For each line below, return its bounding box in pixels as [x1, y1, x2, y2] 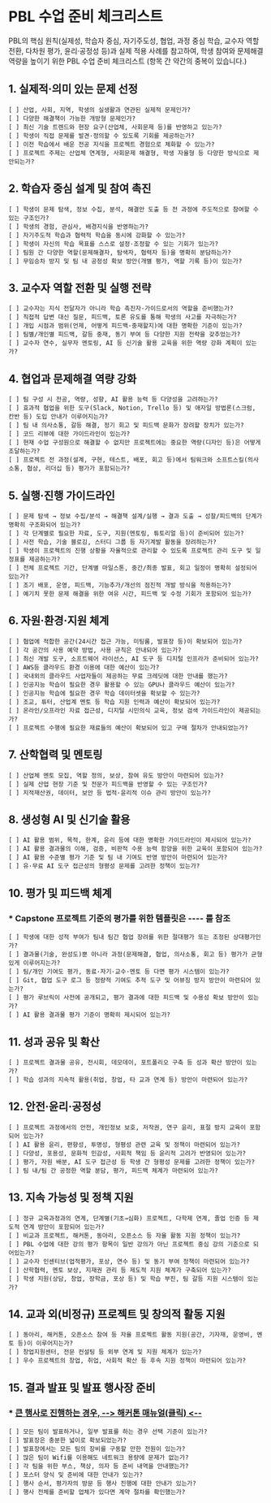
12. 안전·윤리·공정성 [8, 1100, 101, 1114]
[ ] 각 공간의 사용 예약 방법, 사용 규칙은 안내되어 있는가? [8, 646, 182, 654]
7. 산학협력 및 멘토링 [8, 748, 103, 762]
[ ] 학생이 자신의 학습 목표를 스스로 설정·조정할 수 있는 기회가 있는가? [8, 240, 219, 248]
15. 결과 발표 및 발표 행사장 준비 [8, 1380, 156, 1394]
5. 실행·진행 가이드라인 [8, 488, 115, 502]
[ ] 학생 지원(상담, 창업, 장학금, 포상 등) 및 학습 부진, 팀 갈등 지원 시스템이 [8, 1275, 244, 1283]
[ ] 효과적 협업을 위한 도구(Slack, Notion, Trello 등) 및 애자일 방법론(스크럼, [8, 404, 256, 413]
